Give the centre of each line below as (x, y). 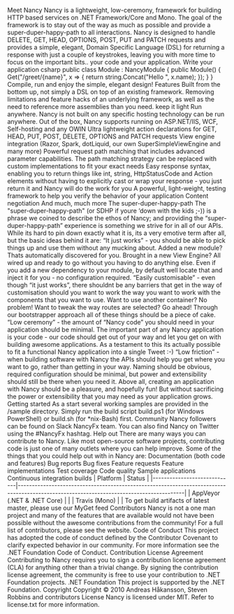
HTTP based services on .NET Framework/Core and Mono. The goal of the (115, 17)
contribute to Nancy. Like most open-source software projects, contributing (116, 441)
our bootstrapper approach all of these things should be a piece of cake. (111, 315)
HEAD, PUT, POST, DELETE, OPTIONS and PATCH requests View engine (111, 136)
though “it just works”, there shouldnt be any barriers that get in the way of (115, 285)
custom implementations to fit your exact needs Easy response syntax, (109, 166)
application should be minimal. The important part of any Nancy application (116, 329)
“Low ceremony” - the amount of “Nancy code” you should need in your (111, 322)
